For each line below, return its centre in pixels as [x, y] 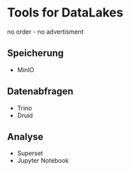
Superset [30, 153]
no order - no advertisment [45, 32]
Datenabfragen [40, 92]
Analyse [25, 136]
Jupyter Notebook [43, 161]
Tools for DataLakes [65, 13]
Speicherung [35, 53]
